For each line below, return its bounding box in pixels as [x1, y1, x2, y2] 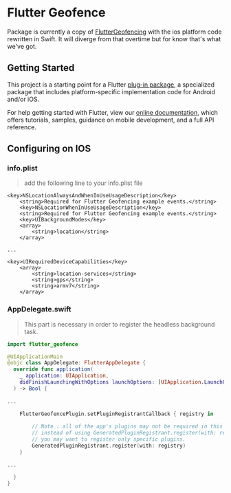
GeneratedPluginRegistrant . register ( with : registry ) [32, 442, 186, 449]
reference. [7, 122, 36, 131]
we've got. [7, 42, 37, 50]
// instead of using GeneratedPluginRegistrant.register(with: [32, 430, 217, 437]
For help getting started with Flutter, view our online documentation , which [7, 108, 219, 116]
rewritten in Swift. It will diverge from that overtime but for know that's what [7, 34, 221, 43]
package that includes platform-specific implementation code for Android [7, 87, 215, 96]
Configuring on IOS [7, 143, 91, 155]
